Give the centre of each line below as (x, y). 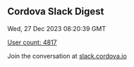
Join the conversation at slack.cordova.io (67, 56)
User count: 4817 (32, 42)
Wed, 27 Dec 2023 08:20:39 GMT (57, 28)
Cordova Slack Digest (56, 12)
